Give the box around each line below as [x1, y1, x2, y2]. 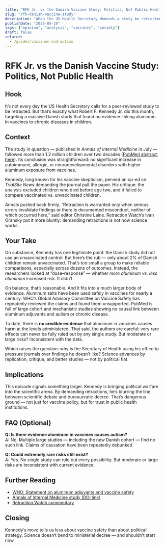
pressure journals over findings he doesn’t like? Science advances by [5, 351, 146, 357]
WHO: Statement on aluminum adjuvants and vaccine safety [12, 489, 134, 495]
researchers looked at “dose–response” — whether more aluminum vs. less [5, 270, 158, 276]
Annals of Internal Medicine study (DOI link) [12, 494, 101, 500]
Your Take [5, 236, 37, 245]
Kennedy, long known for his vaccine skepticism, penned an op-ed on [5, 176, 146, 182]
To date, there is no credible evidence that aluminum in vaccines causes [5, 321, 153, 327]
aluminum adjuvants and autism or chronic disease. [5, 311, 110, 317]
